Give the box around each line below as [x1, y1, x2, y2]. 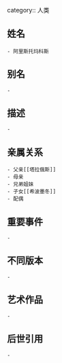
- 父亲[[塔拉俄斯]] [7, 166, 57, 173]
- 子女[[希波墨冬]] [7, 188, 57, 195]
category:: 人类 [7, 6, 50, 14]
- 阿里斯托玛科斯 [7, 47, 49, 55]
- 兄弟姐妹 [7, 181, 34, 188]
